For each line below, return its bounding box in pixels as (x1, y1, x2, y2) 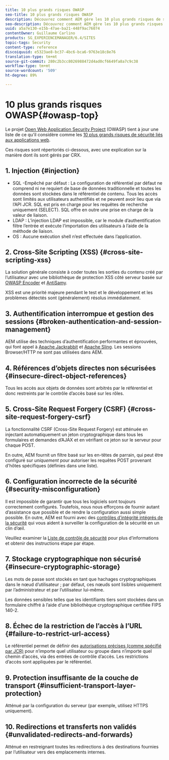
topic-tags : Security (5, 40, 51, 45)
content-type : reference (5, 45, 57, 50)
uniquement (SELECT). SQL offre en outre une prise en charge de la (12, 207, 153, 213)
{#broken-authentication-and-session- (35, 317, 162, 326)
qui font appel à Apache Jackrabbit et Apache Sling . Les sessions (5, 344, 141, 350)
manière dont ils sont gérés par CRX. (5, 152, 81, 158)
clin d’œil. (5, 525, 26, 531)
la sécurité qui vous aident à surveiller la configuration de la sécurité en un (5, 520, 160, 526)
